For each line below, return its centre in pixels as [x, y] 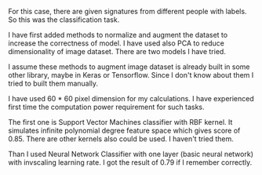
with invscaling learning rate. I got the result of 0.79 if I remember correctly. [130, 162]
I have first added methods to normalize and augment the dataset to [118, 35]
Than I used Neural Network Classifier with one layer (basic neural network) [131, 154]
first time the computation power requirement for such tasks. [107, 107]
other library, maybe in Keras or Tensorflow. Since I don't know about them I [131, 75]
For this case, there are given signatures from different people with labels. [127, 11]
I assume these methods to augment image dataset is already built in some [129, 67]
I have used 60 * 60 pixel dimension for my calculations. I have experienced [131, 98]
